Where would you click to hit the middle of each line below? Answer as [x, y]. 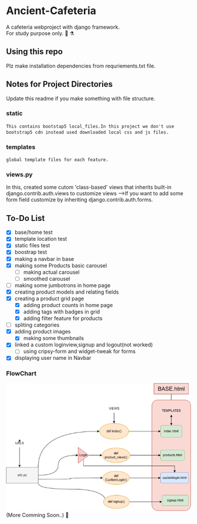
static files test [32, 246]
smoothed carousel [47, 278]
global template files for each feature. [57, 160]
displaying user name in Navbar [53, 358]
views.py [20, 175]
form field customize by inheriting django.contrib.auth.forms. [80, 200]
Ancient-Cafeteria [51, 11]
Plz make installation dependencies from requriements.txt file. [81, 66]
